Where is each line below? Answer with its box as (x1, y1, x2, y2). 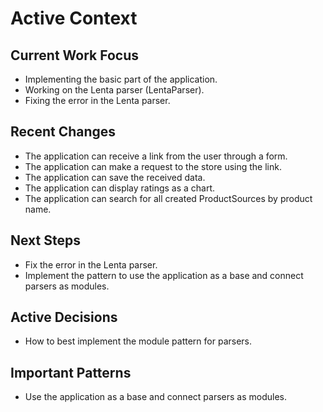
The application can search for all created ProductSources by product (24, 192, 313, 204)
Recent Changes (10, 123, 117, 141)
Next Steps (10, 232, 81, 249)
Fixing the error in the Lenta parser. (24, 95, 171, 106)
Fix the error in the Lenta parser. (24, 258, 158, 271)
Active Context (10, 7, 138, 30)
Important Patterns (10, 364, 132, 381)
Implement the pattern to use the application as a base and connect (24, 269, 304, 281)
